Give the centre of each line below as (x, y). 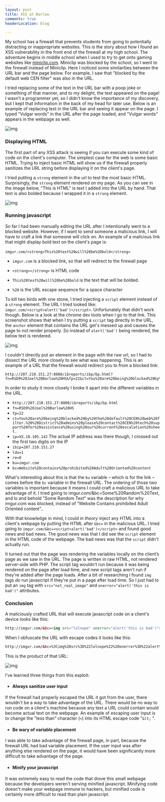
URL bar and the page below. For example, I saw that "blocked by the (75, 73)
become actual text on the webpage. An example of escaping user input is (80, 713)
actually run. (18, 544)
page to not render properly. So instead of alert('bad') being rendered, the (82, 330)
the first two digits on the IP (40, 442)
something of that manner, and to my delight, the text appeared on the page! (82, 93)
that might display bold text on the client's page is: (56, 242)
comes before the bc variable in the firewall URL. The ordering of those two (81, 482)
